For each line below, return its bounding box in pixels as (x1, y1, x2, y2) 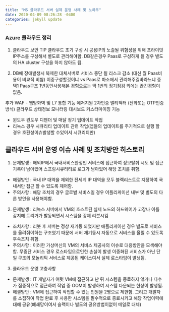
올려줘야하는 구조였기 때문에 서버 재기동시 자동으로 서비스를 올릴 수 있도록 (18, 230, 164, 236)
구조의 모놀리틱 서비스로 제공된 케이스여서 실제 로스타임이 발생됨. (18, 255, 146, 261)
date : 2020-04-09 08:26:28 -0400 (5, 12, 76, 17)
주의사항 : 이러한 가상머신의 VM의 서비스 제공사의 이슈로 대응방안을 (12, 242, 145, 248)
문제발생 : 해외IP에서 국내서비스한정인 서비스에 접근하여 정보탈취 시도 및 (12, 160, 154, 166)
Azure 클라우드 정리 (5, 34, 51, 41)
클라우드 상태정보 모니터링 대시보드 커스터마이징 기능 (16, 106, 120, 112)
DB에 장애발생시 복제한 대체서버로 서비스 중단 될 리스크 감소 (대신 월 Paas (12, 70, 158, 76)
